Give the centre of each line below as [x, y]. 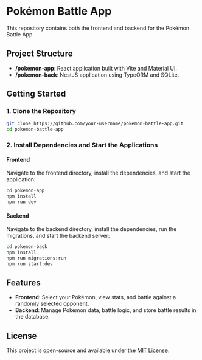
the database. [32, 317]
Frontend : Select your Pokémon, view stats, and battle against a [96, 297]
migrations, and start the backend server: [58, 236]
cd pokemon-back [27, 247]
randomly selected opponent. [52, 304]
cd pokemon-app [26, 191]
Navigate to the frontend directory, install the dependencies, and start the [98, 173]
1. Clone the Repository [41, 111]
